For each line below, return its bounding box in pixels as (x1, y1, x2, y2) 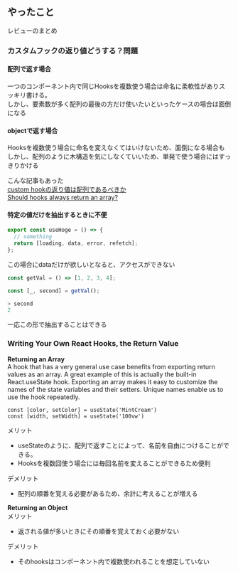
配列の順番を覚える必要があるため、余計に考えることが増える (17, 489, 198, 497)
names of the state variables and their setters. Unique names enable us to (7, 385, 224, 393)
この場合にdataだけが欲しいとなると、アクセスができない (7, 260, 175, 268)
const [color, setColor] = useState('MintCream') (7, 406, 158, 413)
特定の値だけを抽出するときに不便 (7, 210, 107, 218)
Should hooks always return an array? (7, 194, 119, 202)
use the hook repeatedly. (7, 393, 80, 401)
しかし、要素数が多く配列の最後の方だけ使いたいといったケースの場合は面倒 (7, 100, 232, 108)
